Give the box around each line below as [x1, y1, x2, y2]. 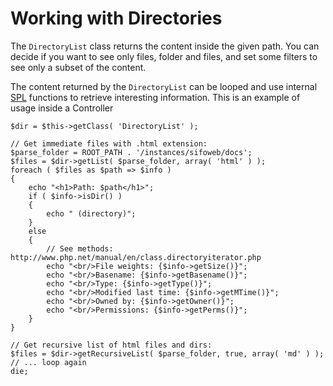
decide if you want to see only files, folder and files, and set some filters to [10, 50, 318, 62]
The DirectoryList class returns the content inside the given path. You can [10, 40, 320, 52]
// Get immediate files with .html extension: [10, 138, 208, 149]
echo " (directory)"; [46, 208, 137, 219]
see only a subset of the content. [10, 61, 147, 73]
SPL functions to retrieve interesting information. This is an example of [10, 91, 301, 103]
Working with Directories [10, 7, 223, 30]
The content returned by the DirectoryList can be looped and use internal [10, 80, 318, 92]
